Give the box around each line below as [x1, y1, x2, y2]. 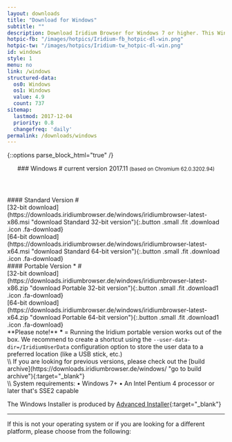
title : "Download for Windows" [7, 17, 97, 23]
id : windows [7, 49, 41, 56]
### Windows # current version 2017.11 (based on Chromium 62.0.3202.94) [17, 164, 215, 173]
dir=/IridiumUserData [7, 344, 70, 351]
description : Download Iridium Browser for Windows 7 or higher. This [7, 29, 215, 37]
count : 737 [13, 100, 45, 107]
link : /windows [7, 68, 51, 75]
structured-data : [7, 74, 57, 81]
